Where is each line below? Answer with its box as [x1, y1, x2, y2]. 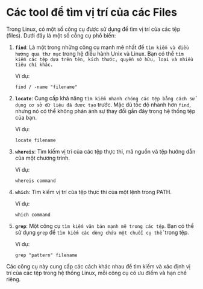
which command [14, 212, 51, 218]
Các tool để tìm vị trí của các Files [6, 5, 178, 19]
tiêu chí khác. [14, 62, 54, 68]
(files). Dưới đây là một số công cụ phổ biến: [6, 31, 116, 39]
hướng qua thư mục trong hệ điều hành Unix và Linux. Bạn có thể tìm [14, 50, 184, 57]
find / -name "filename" [14, 84, 78, 90]
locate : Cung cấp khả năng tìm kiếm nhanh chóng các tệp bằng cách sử [14, 94, 195, 102]
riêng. [6, 275, 21, 283]
